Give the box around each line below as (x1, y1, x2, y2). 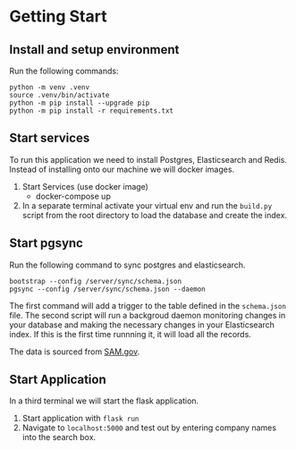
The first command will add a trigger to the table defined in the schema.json (9, 300, 286, 310)
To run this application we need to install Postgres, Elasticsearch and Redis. (9, 154, 288, 165)
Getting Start (9, 6, 107, 27)
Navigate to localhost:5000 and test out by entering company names (21, 422, 277, 433)
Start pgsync (9, 235, 83, 251)
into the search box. (21, 432, 97, 443)
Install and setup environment (9, 42, 180, 57)
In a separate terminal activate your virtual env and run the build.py (21, 200, 273, 211)
